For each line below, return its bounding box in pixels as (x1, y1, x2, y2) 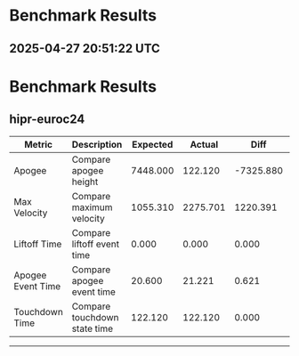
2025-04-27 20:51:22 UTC (9, 41, 160, 56)
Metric (23, 138, 53, 150)
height (71, 175, 99, 188)
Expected (132, 138, 174, 150)
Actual (190, 138, 219, 150)
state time (71, 322, 114, 335)
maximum (71, 201, 113, 214)
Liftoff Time (13, 238, 62, 250)
